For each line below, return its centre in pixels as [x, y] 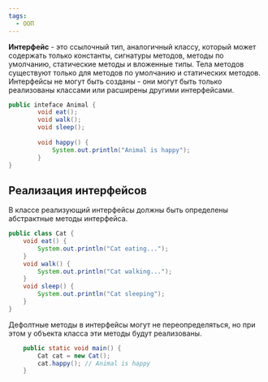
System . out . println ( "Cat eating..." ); [103, 249]
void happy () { [63, 142]
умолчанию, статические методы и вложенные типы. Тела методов [126, 64]
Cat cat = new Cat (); [74, 356]
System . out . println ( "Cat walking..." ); [105, 271]
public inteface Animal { [52, 105]
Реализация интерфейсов [78, 191]
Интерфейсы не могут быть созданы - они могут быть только [115, 81]
